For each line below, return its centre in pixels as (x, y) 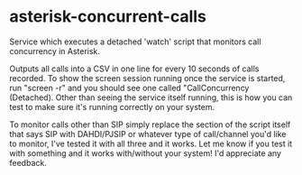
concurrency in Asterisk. (55, 51)
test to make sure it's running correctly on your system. (112, 106)
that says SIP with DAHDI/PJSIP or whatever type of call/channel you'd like (148, 134)
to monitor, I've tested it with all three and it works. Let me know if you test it (151, 143)
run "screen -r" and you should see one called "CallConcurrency (129, 87)
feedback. (28, 162)
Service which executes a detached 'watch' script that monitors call (135, 41)
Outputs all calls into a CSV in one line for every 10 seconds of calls (134, 69)
